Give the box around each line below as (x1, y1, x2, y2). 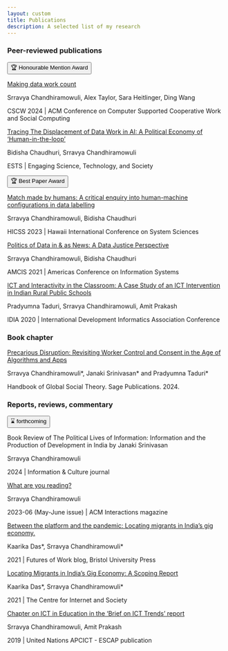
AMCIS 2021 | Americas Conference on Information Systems (7, 267, 180, 276)
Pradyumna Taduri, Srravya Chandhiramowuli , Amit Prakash (7, 302, 178, 310)
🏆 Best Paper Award (10, 177, 65, 184)
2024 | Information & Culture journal (7, 468, 110, 476)
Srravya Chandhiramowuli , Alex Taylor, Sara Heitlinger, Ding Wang (7, 93, 196, 101)
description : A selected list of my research (7, 23, 140, 30)
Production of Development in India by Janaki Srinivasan (7, 441, 168, 449)
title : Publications (7, 17, 67, 24)
